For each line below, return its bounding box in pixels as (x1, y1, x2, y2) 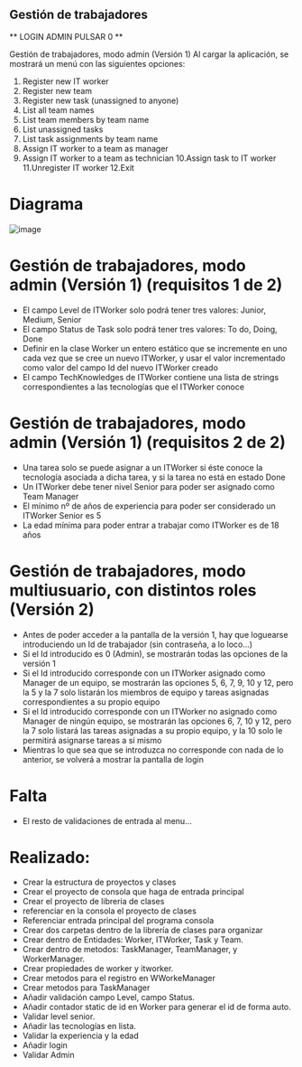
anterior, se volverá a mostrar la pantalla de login (22, 753, 205, 764)
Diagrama (9, 194, 84, 214)
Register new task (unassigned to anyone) (22, 95, 179, 106)
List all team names (22, 104, 95, 116)
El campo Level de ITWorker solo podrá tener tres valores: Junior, (22, 304, 267, 315)
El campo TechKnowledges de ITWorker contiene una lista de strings (22, 371, 279, 382)
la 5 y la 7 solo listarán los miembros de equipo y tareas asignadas (22, 687, 270, 697)
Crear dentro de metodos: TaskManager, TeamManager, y (22, 944, 238, 955)
